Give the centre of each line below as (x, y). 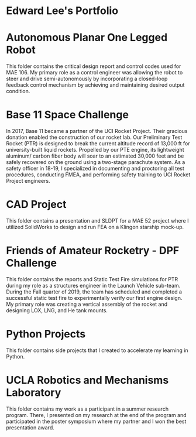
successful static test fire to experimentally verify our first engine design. (94, 298)
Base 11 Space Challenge (67, 115)
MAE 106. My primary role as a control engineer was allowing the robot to (94, 73)
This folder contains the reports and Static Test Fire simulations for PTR (92, 279)
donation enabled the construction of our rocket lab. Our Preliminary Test (94, 137)
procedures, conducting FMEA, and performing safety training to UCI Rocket (98, 175)
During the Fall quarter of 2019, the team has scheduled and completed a (94, 292)
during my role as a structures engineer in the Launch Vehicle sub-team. (93, 285)
